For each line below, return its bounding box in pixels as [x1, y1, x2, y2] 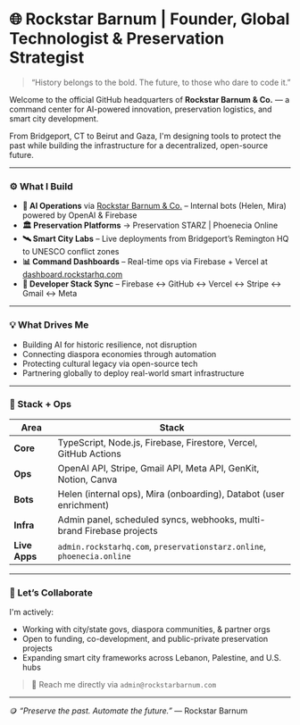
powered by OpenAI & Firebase [21, 210, 137, 221]
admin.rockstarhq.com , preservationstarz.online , [57, 540, 266, 553]
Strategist [9, 47, 85, 68]
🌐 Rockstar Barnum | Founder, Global [9, 9, 290, 29]
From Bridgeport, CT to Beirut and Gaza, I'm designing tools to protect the [9, 130, 281, 141]
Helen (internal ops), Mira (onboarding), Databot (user [57, 487, 285, 500]
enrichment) [57, 498, 110, 511]
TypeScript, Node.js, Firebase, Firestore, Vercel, [57, 436, 258, 448]
